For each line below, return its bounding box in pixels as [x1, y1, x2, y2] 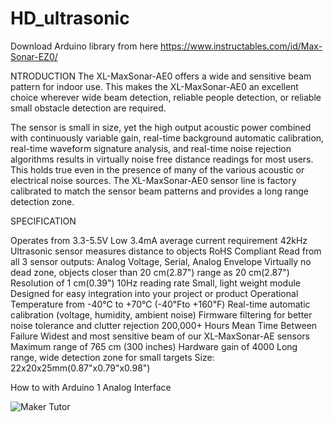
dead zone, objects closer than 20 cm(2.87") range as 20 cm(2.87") [10, 266, 290, 278]
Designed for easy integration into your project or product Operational [10, 287, 299, 299]
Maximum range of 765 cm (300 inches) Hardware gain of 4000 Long [10, 340, 298, 352]
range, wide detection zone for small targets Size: [10, 351, 215, 363]
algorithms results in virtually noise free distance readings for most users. [10, 153, 314, 165]
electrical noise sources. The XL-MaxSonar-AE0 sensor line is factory [10, 174, 297, 186]
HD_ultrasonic [10, 7, 130, 30]
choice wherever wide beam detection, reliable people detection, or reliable [10, 91, 322, 103]
